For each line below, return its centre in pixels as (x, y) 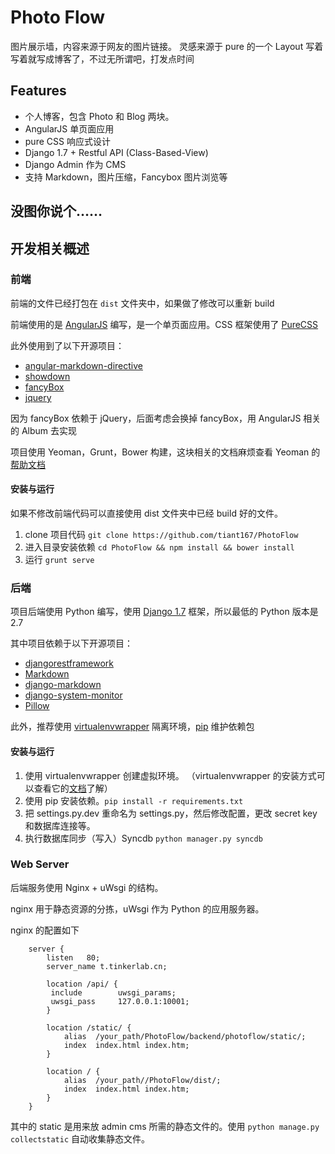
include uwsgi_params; (113, 992)
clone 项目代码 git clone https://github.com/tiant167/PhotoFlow (161, 535)
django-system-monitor (73, 695)
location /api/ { (82, 984)
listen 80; (73, 957)
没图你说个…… (56, 211)
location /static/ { (89, 1027)
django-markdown (63, 685)
